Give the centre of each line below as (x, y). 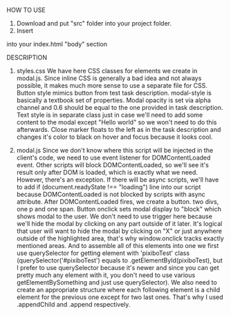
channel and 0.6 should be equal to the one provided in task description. (120, 107)
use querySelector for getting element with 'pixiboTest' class (103, 253)
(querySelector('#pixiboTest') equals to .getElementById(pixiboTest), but (119, 260)
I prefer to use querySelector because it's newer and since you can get (118, 268)
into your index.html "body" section (57, 44)
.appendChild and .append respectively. (73, 304)
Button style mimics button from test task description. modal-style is (114, 93)
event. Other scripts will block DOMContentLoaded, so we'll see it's (112, 165)
